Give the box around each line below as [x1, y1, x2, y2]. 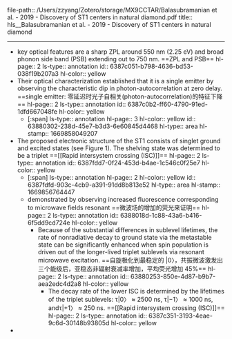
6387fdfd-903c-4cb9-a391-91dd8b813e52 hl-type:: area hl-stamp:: [27, 181, 221, 189]
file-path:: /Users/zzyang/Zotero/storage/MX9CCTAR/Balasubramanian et [7, 6, 217, 14]
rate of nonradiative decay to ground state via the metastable [37, 234, 212, 241]
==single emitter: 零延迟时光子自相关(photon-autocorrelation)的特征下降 [17, 92, 223, 101]
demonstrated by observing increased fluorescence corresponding [27, 196, 219, 203]
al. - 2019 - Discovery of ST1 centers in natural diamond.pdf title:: [7, 13, 193, 21]
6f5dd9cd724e [27, 218, 70, 227]
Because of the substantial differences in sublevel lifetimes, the [37, 226, 218, 234]
